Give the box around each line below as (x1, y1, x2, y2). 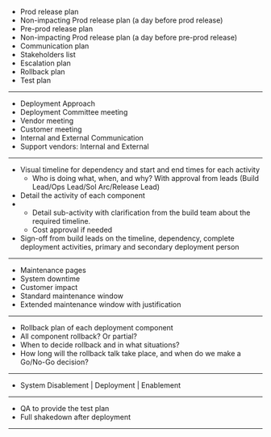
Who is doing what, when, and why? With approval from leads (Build (31, 174, 260, 183)
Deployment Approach (19, 99, 95, 108)
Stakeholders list (19, 50, 76, 59)
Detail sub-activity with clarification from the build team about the (31, 208, 251, 217)
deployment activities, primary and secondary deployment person (19, 242, 240, 251)
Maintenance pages (19, 266, 86, 275)
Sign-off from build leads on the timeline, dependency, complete (19, 233, 236, 243)
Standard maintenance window (19, 291, 123, 300)
